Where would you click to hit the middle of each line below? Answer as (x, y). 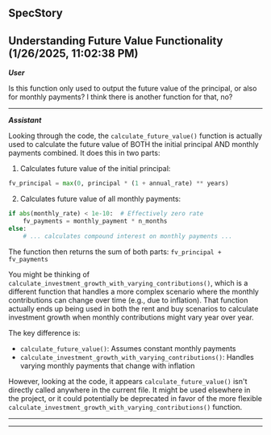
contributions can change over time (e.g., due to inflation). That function (128, 300)
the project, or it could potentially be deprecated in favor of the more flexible (135, 398)
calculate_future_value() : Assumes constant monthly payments (128, 348)
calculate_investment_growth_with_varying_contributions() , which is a (128, 282)
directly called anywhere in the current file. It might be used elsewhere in (129, 390)
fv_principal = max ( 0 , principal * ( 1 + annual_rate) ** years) (119, 184)
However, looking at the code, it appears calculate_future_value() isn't (128, 381)
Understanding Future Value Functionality (116, 41)
